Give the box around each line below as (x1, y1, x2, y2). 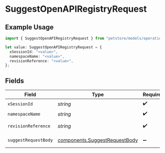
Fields (5, 76, 25, 85)
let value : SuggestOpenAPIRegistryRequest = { (5, 45, 102, 50)
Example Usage (5, 23, 54, 31)
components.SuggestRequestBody (57, 137, 138, 144)
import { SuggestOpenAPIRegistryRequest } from (5, 36, 105, 41)
